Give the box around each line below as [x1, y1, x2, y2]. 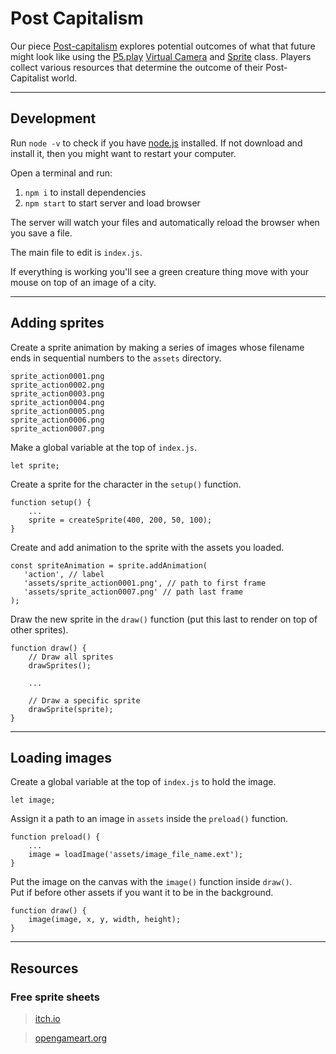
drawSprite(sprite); [28, 704, 114, 714]
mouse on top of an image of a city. [10, 276, 157, 288]
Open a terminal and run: [10, 167, 113, 179]
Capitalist [10, 72, 50, 84]
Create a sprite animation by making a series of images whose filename [10, 341, 305, 353]
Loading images [10, 749, 112, 766]
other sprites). [10, 623, 69, 636]
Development [10, 110, 97, 127]
